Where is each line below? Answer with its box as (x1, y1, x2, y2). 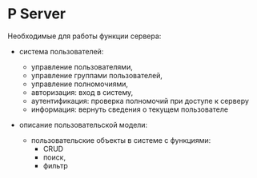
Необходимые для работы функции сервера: (7, 31, 162, 41)
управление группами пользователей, (30, 70, 163, 80)
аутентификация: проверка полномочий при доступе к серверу (30, 96, 250, 105)
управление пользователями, (30, 61, 133, 72)
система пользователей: (18, 46, 104, 56)
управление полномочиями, (30, 79, 129, 89)
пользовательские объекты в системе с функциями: (30, 135, 211, 144)
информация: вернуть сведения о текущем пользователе (30, 105, 229, 114)
